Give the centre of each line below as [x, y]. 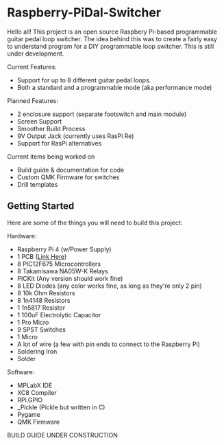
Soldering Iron [37, 351]
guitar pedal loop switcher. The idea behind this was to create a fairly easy [112, 38]
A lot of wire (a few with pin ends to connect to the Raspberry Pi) [109, 344]
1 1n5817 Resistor [41, 308]
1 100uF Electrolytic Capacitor [59, 315]
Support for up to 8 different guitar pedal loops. [84, 80]
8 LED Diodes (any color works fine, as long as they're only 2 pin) [109, 286]
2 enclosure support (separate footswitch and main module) [102, 114]
